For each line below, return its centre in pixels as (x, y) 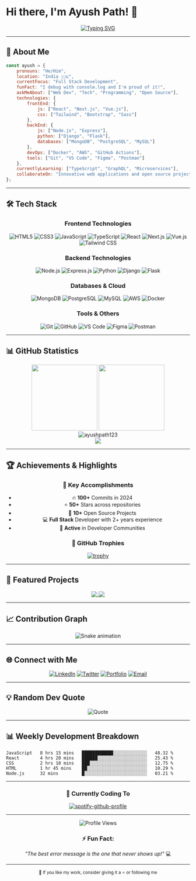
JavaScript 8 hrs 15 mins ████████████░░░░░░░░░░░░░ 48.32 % (90, 753)
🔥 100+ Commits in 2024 (102, 498)
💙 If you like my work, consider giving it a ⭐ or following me (98, 873)
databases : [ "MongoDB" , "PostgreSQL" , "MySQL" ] (96, 142)
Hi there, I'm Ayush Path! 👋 (72, 12)
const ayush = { (26, 66)
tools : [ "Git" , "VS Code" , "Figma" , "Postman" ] (86, 158)
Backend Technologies (98, 258)
